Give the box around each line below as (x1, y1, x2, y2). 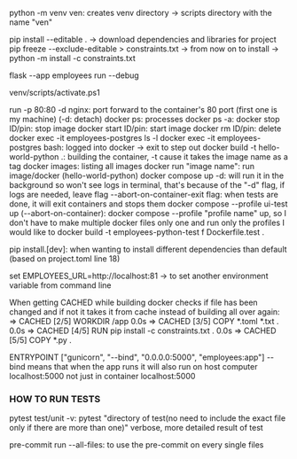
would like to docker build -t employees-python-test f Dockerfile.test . (9, 227, 265, 237)
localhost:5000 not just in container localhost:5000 (9, 371, 196, 381)
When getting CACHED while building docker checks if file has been (9, 297, 259, 307)
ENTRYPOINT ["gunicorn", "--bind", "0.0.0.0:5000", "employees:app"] (9, 352, 265, 362)
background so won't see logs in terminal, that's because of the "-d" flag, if (9, 180, 285, 190)
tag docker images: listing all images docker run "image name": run (9, 161, 255, 171)
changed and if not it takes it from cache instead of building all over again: (9, 307, 281, 317)
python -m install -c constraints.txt (9, 53, 136, 63)
